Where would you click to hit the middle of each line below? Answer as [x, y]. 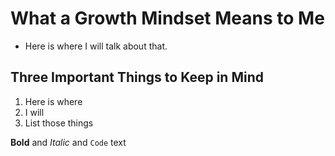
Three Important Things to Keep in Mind [137, 77]
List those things [59, 123]
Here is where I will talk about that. [96, 46]
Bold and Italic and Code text [68, 142]
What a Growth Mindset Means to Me [167, 18]
